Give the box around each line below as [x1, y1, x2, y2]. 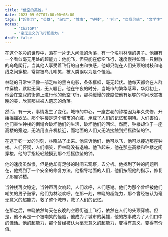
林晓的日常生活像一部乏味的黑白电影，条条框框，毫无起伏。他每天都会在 [5, 79, 154, 85]
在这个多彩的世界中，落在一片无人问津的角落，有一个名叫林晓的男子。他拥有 [5, 50, 163, 56]
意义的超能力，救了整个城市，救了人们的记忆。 [9, 196, 106, 203]
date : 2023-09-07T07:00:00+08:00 [5, 12, 75, 17]
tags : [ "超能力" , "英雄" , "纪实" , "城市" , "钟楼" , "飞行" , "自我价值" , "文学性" [5, 17, 162, 22]
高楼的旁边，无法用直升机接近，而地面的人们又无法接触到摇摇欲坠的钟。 [5, 127, 154, 133]
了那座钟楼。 [5, 173, 31, 179]
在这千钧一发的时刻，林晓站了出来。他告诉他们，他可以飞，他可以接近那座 [5, 138, 158, 144]
